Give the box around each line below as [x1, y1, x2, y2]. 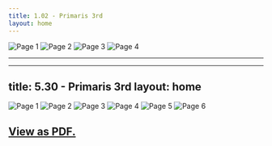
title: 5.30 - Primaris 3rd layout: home [8, 80, 202, 94]
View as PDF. [8, 124, 76, 138]
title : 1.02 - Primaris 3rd [8, 11, 104, 20]
